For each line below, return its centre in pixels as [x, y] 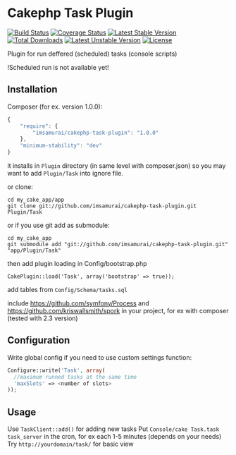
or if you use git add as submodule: [59, 225]
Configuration [39, 340]
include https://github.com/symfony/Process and [78, 303]
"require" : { [39, 126]
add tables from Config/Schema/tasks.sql [68, 290]
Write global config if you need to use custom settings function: [100, 357]
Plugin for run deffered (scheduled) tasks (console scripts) [92, 54]
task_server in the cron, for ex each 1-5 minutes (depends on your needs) [114, 437]
